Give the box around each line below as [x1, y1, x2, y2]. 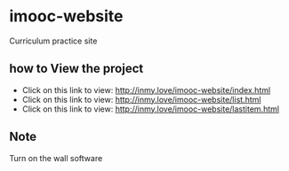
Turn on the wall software [9, 152, 103, 163]
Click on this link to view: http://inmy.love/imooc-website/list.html [21, 94, 261, 105]
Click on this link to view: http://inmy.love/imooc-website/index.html [21, 84, 271, 95]
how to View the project [9, 61, 144, 76]
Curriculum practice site [9, 35, 98, 46]
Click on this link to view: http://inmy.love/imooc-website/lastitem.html [21, 104, 280, 114]
